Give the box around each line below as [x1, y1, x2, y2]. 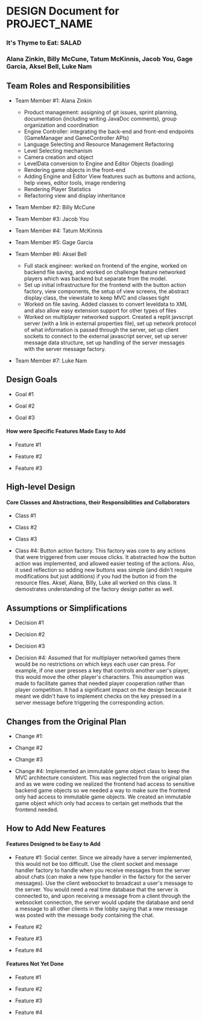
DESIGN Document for [6, 4, 119, 18]
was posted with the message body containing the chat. [14, 911, 155, 918]
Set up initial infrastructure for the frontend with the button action [24, 281, 186, 288]
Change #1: [14, 733, 43, 740]
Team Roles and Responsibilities [6, 81, 131, 91]
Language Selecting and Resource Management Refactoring [24, 141, 174, 148]
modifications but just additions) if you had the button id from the [14, 573, 177, 580]
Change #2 [14, 744, 43, 751]
